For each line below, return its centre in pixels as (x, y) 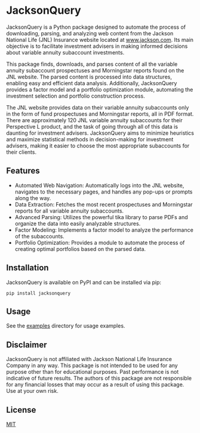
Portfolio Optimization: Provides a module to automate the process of (100, 243)
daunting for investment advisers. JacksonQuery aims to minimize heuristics (100, 133)
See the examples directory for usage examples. (66, 326)
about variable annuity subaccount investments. (65, 52)
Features (23, 171)
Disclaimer (27, 345)
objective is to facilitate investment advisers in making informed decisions (97, 46)
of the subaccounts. (39, 236)
